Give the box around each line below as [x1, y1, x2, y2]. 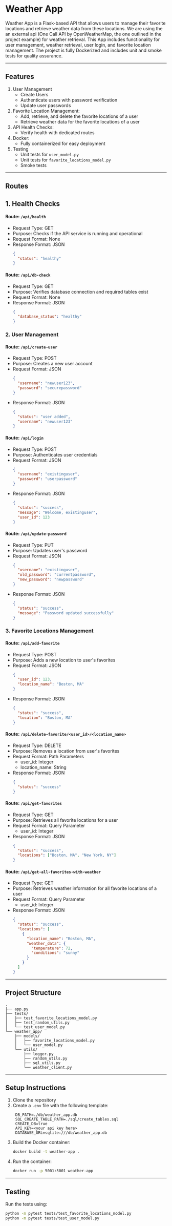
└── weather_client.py [24, 1065, 72, 1070]
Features [5, 72, 34, 81]
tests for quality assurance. [5, 52, 63, 59]
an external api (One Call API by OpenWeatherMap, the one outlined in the [5, 31, 162, 37]
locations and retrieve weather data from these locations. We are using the [5, 25, 163, 31]
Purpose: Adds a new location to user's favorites [12, 657, 116, 663]
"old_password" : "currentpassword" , [17, 572, 96, 577]
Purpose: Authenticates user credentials [12, 451, 98, 458]
